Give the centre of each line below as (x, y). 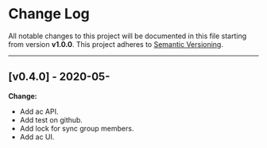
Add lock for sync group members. (77, 128)
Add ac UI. (37, 137)
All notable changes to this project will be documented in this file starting (128, 36)
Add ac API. (39, 111)
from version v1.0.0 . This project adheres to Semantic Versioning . (116, 44)
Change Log (49, 14)
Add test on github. (51, 119)
